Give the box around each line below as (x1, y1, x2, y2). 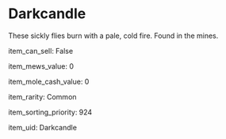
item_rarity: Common (8, 92, 77, 101)
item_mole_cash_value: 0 (8, 77, 90, 86)
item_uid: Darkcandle (8, 122, 78, 132)
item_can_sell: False (8, 46, 74, 55)
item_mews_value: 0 (8, 61, 74, 71)
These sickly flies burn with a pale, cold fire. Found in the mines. (8, 31, 219, 40)
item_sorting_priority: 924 (8, 107, 93, 117)
